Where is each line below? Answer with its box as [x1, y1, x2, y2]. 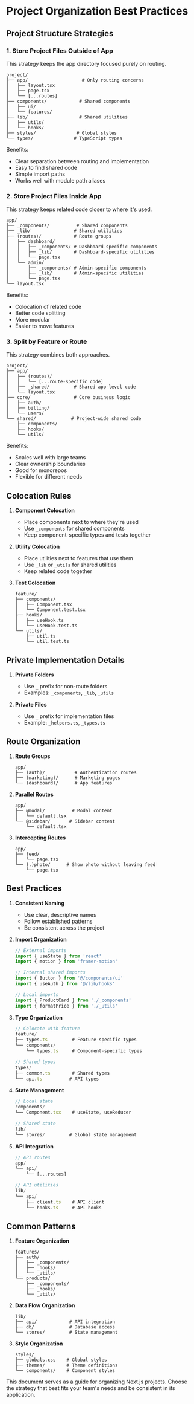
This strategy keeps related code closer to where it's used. [6, 205, 152, 213]
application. [6, 1391, 36, 1399]
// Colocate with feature [14, 1026, 80, 1032]
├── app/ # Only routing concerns [6, 77, 145, 83]
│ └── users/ [6, 410, 45, 416]
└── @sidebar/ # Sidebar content [14, 818, 116, 824]
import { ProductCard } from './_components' [14, 997, 131, 1003]
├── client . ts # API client [26, 1199, 105, 1205]
